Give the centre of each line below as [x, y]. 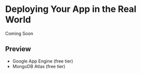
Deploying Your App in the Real [71, 9]
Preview [18, 49]
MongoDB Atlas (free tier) [39, 66]
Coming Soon [19, 33]
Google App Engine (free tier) [43, 61]
